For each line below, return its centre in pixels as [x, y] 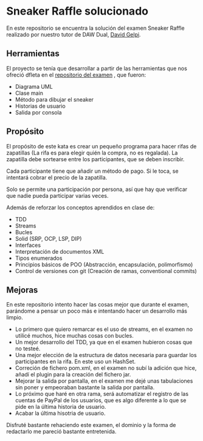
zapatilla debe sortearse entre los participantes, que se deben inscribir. [95, 159]
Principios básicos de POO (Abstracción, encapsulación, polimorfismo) [104, 264]
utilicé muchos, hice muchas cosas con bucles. [74, 336]
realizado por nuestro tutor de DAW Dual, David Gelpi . [74, 34]
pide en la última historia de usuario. [60, 407]
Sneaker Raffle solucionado [77, 11]
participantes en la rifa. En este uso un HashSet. [75, 362]
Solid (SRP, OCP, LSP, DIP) [48, 238]
